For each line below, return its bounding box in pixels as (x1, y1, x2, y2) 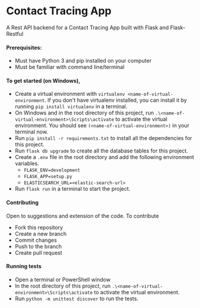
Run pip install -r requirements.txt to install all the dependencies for (14, 135, 192, 142)
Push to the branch (14, 242, 62, 250)
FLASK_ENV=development (23, 167, 81, 173)
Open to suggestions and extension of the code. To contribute (6, 212, 159, 219)
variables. (14, 160, 39, 167)
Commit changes (14, 237, 57, 244)
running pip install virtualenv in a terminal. (14, 103, 128, 110)
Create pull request (14, 249, 63, 256)
